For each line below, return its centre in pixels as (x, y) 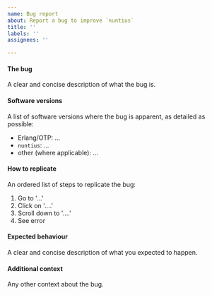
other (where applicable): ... (58, 152)
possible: (20, 124)
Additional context (35, 268)
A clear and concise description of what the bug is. (82, 85)
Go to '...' (30, 198)
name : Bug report (33, 14)
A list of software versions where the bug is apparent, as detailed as (106, 116)
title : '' (22, 27)
